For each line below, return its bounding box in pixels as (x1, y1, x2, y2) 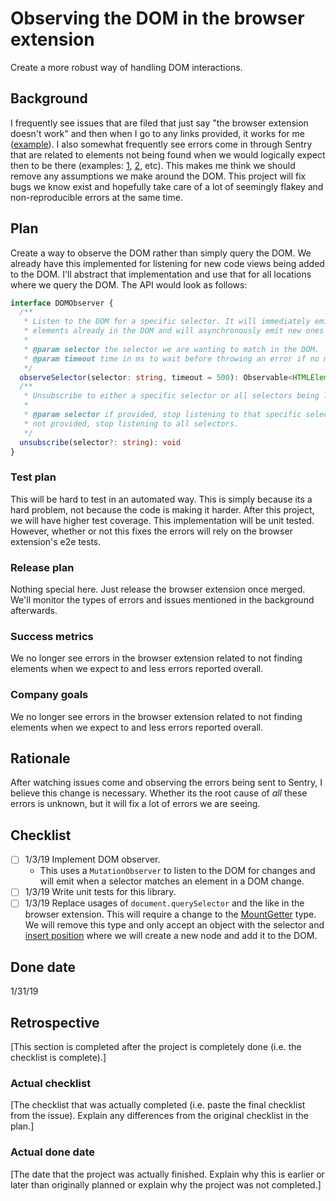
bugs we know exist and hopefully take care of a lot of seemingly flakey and (10, 180, 324, 192)
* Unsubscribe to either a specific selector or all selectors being (23, 391, 320, 401)
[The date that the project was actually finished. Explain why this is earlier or (10, 1168, 325, 1180)
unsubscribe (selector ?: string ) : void (19, 437, 182, 447)
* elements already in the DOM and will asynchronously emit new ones (23, 326, 325, 336)
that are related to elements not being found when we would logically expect (10, 148, 326, 161)
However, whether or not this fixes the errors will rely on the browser (10, 525, 293, 537)
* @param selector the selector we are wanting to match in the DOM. (23, 344, 320, 354)
